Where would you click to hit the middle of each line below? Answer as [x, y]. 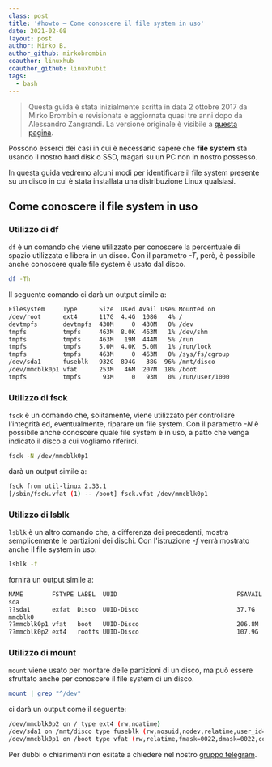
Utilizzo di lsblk [39, 515]
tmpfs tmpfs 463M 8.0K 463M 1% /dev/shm [108, 332]
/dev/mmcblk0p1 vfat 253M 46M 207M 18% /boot [103, 370]
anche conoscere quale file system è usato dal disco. [97, 265]
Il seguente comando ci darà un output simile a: [87, 295]
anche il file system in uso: [53, 549]
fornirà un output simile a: [51, 579]
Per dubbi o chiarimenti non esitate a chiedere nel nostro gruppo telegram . [133, 754]
